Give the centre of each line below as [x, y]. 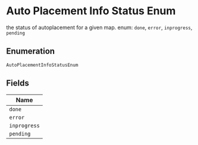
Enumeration [31, 51]
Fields [18, 83]
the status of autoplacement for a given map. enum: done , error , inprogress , [99, 27]
